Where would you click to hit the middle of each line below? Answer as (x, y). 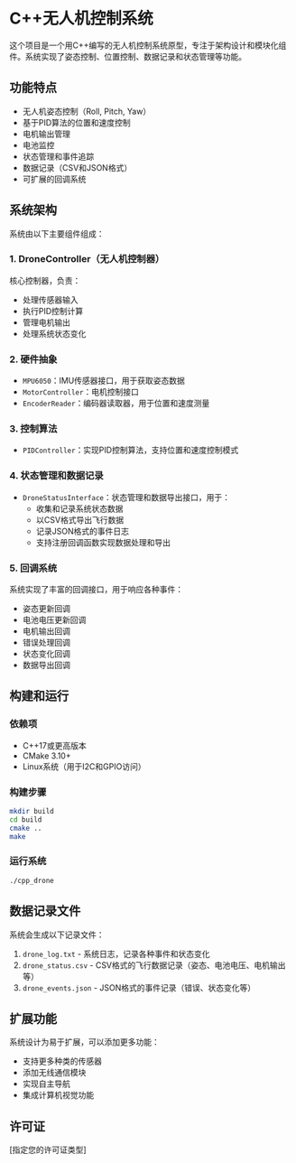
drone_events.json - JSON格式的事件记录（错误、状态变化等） (139, 987)
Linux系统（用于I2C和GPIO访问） (84, 766)
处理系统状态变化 (54, 333)
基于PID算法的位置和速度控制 (76, 122)
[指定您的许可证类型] (48, 1150)
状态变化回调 (46, 654)
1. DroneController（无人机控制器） (87, 259)
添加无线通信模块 (54, 1073)
